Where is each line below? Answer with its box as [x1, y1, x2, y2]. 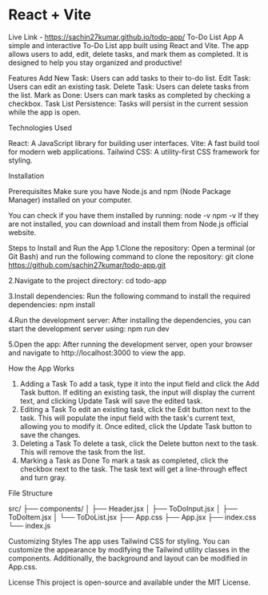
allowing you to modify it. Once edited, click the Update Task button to [19, 421, 252, 431]
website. [8, 227, 37, 237]
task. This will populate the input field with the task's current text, [19, 413, 236, 423]
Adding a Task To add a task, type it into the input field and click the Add [19, 378, 260, 388]
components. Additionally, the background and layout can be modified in [8, 553, 248, 563]
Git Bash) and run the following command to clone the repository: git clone [8, 251, 254, 261]
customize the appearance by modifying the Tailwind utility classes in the [8, 544, 250, 554]
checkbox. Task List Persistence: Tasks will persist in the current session [8, 99, 249, 108]
